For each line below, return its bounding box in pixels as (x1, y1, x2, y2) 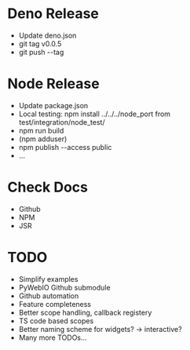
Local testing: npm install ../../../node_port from (18, 109, 170, 118)
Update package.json (18, 100, 89, 110)
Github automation (18, 291, 79, 301)
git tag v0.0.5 (18, 38, 62, 48)
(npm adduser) (18, 134, 68, 144)
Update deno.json (18, 31, 77, 40)
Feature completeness (18, 299, 92, 308)
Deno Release (7, 5, 100, 23)
